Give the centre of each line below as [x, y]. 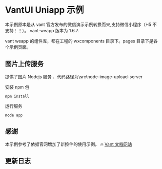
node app [14, 115]
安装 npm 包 [17, 87]
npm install [17, 96]
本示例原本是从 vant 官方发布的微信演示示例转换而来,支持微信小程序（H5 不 [81, 24]
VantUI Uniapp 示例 [44, 10]
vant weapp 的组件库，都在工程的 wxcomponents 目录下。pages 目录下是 [79, 41]
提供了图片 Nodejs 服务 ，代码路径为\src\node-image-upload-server [74, 77]
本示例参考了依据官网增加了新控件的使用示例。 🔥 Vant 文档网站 [69, 144]
